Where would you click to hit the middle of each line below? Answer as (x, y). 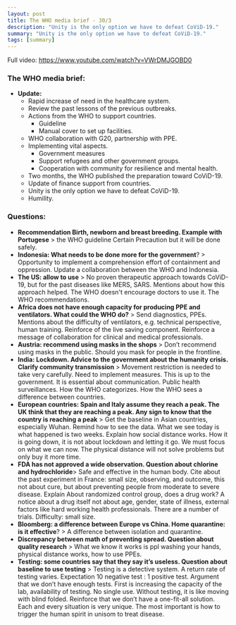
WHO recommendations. (53, 299)
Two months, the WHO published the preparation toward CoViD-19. (125, 176)
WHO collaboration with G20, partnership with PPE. (103, 139)
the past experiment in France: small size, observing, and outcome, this (121, 479)
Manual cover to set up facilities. (86, 131)
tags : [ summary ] (31, 40)
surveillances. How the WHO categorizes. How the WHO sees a (110, 389)
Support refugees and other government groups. (110, 161)
